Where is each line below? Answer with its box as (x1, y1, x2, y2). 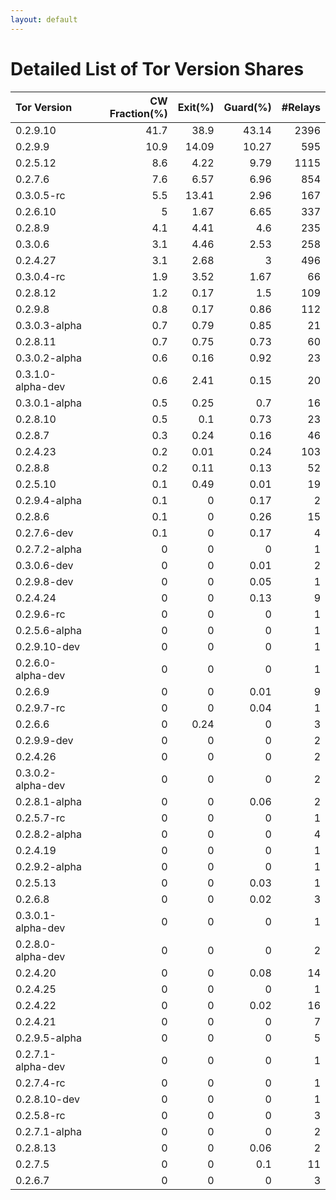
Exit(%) (177, 100, 215, 114)
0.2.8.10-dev (15, 1092, 80, 1106)
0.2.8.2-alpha (15, 827, 82, 841)
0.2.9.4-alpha (15, 493, 82, 507)
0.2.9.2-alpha (15, 859, 82, 873)
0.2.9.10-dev (15, 639, 80, 653)
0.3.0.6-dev (15, 558, 74, 572)
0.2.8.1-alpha (15, 794, 82, 808)
